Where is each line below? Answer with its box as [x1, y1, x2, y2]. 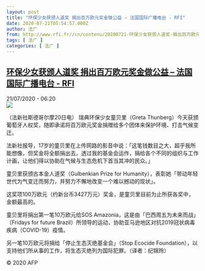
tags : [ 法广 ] [6, 37, 43, 43]
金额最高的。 [6, 198, 38, 205]
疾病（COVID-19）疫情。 [6, 226, 69, 233]
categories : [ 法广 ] [6, 43, 60, 49]
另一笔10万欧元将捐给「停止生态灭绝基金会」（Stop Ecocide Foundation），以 [6, 239, 198, 247]
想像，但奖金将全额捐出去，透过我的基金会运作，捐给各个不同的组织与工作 [11, 149, 199, 157]
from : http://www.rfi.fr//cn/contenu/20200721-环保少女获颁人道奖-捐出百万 [6, 32, 191, 38]
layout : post [6, 9, 40, 15]
